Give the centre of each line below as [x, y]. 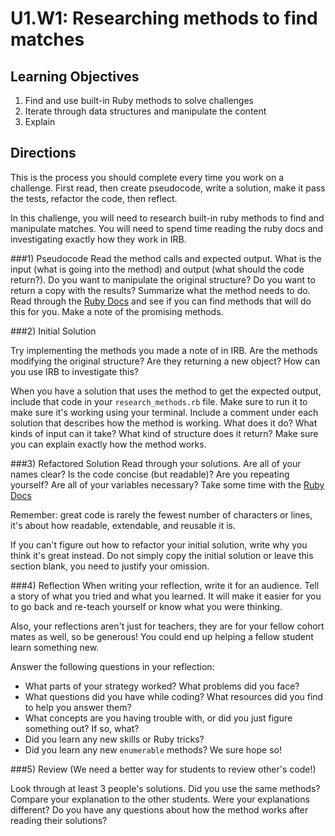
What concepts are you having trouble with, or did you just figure [158, 718]
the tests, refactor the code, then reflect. [94, 198]
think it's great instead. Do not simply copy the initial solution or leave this [162, 555]
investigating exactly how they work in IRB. [98, 239]
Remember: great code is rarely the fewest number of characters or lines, [161, 514]
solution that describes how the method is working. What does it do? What [164, 423]
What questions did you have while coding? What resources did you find [174, 696]
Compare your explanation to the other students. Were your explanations [160, 799]
